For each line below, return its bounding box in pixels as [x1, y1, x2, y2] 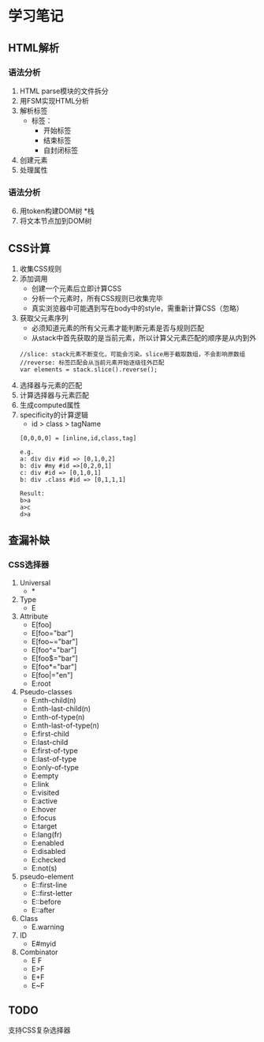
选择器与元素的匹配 [19, 380, 83, 389]
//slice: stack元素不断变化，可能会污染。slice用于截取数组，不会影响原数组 [19, 350, 246, 358]
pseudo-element [19, 871, 74, 881]
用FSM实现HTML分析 [19, 96, 89, 105]
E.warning [31, 922, 65, 931]
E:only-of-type [31, 762, 79, 772]
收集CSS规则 [19, 264, 61, 273]
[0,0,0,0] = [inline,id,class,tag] [19, 434, 137, 442]
